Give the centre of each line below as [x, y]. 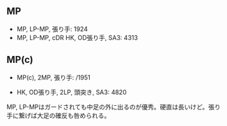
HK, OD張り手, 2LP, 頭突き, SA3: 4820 [71, 92]
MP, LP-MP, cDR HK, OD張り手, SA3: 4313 [77, 37]
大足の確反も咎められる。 [73, 115]
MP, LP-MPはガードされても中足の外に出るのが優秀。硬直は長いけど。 [108, 107]
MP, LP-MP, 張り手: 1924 [52, 29]
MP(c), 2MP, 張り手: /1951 [54, 77]
